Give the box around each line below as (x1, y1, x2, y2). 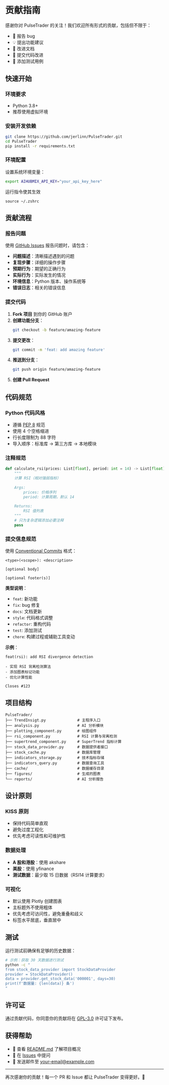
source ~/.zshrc (5, 199, 39, 204)
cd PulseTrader (5, 139, 37, 144)
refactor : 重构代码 (12, 621, 51, 627)
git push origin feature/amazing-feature (12, 367, 101, 372)
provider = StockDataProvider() (5, 972, 73, 977)
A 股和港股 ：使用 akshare (12, 859, 66, 865)
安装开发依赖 (5, 122, 37, 129)
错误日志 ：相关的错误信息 (12, 284, 66, 291)
